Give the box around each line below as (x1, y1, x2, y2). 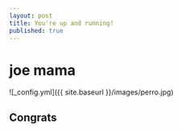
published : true (9, 26, 64, 34)
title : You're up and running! (9, 19, 114, 27)
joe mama (9, 61, 76, 79)
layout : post (9, 11, 53, 20)
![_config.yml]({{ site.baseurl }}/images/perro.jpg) (9, 87, 174, 97)
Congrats (9, 110, 57, 124)
